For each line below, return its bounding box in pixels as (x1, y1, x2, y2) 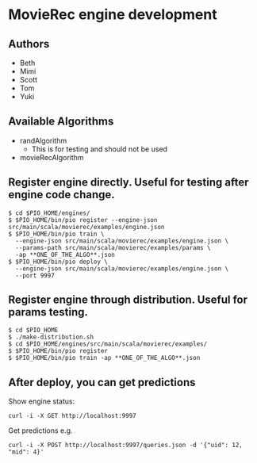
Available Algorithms (8, 115, 114, 128)
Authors (8, 37, 50, 51)
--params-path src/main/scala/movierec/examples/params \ (15, 243, 212, 251)
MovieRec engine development (8, 6, 217, 24)
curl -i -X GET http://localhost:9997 (8, 412, 136, 420)
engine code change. (8, 188, 115, 201)
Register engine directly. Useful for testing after (8, 176, 249, 189)
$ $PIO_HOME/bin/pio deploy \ (8, 258, 109, 266)
